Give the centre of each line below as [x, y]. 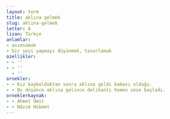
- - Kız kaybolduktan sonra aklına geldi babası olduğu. [79, 85]
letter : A [19, 29]
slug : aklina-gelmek [32, 23]
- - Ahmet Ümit [25, 101]
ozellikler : [21, 56]
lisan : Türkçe [24, 34]
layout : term [23, 12]
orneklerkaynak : [27, 96]
